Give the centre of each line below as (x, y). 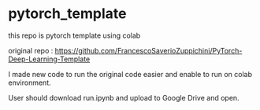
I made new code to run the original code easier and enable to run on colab (130, 74)
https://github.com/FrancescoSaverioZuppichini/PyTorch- (149, 50)
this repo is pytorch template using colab (74, 35)
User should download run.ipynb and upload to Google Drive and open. (124, 97)
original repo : (31, 50)
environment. (30, 82)
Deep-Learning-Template (49, 59)
